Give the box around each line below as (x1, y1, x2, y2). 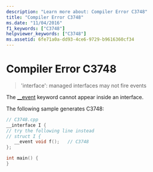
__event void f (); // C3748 (14, 139, 89, 145)
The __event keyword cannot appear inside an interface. (6, 93, 144, 100)
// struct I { (6, 133, 42, 139)
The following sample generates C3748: (6, 105, 104, 112)
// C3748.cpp (6, 116, 39, 122)
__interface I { (6, 122, 46, 128)
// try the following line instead (6, 128, 95, 134)
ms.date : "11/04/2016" (6, 20, 63, 26)
